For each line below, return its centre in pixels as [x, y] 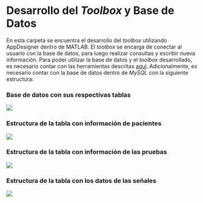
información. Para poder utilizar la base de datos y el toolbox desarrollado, [99, 60]
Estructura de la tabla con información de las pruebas [87, 152]
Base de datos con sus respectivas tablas [69, 95]
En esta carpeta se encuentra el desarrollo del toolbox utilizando [87, 40]
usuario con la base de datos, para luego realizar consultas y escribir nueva [101, 53]
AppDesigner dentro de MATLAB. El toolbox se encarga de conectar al [94, 47]
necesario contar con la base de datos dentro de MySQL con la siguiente [98, 72]
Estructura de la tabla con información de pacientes [84, 123]
